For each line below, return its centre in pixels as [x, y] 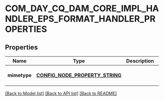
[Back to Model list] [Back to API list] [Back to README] [61, 93]
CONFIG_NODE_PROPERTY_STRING [79, 75]
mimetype [20, 75]
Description [140, 61]
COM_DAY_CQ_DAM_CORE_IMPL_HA [82, 9]
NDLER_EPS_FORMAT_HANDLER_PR [80, 19]
